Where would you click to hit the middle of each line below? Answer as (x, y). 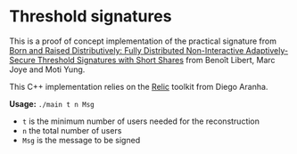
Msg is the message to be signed (81, 140)
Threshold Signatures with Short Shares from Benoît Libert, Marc (156, 60)
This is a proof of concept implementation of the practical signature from (143, 41)
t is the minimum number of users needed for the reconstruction (141, 121)
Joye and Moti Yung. (47, 69)
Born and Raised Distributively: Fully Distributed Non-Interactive (127, 50)
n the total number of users (72, 130)
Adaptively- (267, 50)
